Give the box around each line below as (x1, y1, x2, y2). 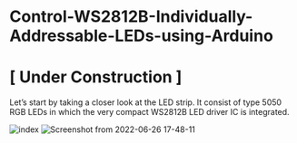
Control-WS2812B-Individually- (9, 6, 253, 27)
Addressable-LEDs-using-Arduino (9, 25, 274, 46)
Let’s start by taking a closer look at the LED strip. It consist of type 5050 (9, 97, 282, 108)
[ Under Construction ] (9, 67, 183, 88)
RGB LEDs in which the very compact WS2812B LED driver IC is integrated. (9, 107, 290, 118)
